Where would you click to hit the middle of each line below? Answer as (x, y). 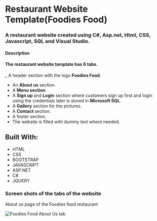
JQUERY (21, 180)
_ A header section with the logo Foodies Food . (53, 75)
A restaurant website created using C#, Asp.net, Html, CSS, (78, 35)
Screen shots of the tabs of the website (53, 193)
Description (18, 53)
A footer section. (29, 116)
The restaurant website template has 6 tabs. (51, 64)
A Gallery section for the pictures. (47, 106)
